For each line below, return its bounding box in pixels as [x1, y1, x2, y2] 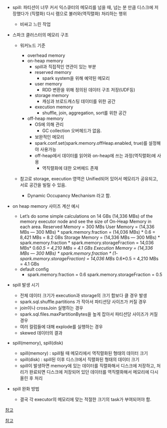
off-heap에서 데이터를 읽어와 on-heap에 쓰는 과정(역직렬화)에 [34, 153, 156, 158]
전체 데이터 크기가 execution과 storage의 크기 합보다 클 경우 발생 [19, 293, 147, 298]
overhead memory [27, 52, 66, 58]
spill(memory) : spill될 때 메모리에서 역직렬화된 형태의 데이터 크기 [19, 350, 148, 356]
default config [19, 266, 49, 272]
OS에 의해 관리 [34, 121, 64, 127]
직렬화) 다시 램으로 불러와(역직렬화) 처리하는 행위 [31, 10, 127, 16]
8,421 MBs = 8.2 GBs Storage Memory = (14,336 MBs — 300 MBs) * [19, 234, 161, 240]
